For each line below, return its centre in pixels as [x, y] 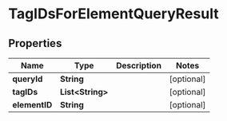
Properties [35, 43]
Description [139, 66]
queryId [28, 79]
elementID [32, 105]
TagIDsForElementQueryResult [113, 14]
